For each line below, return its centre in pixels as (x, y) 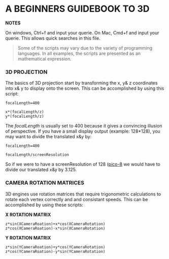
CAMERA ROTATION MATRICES (45, 183)
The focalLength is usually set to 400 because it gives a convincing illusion (84, 126)
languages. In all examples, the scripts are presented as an (79, 53)
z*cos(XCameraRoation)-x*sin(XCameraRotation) (55, 228)
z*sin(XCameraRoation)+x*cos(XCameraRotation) (55, 224)
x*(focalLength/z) (25, 112)
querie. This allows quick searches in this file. (53, 38)
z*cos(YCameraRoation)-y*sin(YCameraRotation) (55, 251)
